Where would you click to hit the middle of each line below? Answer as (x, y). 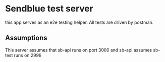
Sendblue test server (49, 9)
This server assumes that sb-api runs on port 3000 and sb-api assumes (79, 50)
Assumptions (26, 38)
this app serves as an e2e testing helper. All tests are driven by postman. (79, 22)
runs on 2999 (28, 55)
